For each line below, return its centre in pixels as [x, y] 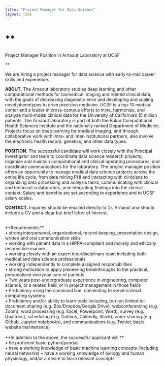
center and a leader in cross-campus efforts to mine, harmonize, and [75, 110]
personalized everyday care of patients [45, 274]
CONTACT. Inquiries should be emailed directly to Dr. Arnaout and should [80, 207]
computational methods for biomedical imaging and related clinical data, [78, 94]
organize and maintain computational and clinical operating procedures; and [82, 161]
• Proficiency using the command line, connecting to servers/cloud [73, 290]
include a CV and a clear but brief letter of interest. [57, 213]
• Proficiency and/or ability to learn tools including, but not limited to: [75, 300]
